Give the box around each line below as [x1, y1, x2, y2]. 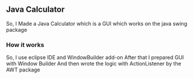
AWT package [6, 66, 40, 73]
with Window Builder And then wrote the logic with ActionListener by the [6, 60, 182, 67]
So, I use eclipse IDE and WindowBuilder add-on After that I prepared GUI [6, 54, 184, 61]
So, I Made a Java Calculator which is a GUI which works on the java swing [6, 20, 188, 27]
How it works [6, 41, 45, 49]
